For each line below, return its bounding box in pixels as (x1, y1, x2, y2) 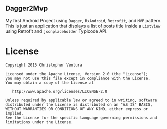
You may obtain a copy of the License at (5, 80, 94, 85)
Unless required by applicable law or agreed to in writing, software (5, 98, 157, 103)
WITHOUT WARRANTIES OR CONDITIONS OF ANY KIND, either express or (5, 106, 148, 111)
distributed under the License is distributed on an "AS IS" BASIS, (5, 102, 153, 107)
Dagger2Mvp (5, 4, 48, 13)
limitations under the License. (5, 119, 73, 125)
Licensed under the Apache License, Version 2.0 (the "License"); (5, 71, 148, 76)
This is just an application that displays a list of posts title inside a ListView (5, 23, 161, 29)
